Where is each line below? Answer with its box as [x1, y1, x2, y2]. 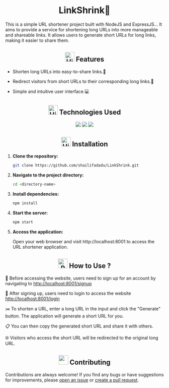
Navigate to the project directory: [12, 172, 84, 178]
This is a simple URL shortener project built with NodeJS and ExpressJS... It [5, 21, 162, 27]
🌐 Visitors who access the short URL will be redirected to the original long [5, 335, 158, 341]
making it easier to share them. [5, 37, 69, 43]
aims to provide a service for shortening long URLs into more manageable [5, 26, 158, 32]
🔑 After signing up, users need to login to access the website [5, 290, 132, 296]
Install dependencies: [12, 191, 59, 197]
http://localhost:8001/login [5, 295, 60, 302]
